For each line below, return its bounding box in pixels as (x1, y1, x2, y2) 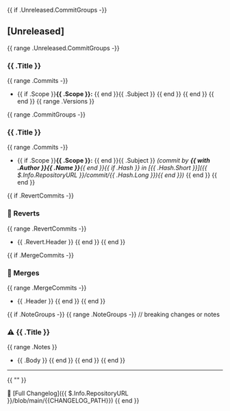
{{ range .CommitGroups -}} (7, 110, 86, 119)
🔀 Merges (7, 268, 40, 277)
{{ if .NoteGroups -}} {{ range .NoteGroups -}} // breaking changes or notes (7, 310, 220, 318)
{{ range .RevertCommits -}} (7, 224, 87, 233)
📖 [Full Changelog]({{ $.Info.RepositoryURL (7, 389, 129, 397)
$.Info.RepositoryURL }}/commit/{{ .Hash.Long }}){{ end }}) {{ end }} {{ (16, 171, 218, 179)
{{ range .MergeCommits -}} (7, 284, 87, 292)
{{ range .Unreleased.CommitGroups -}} (7, 44, 120, 52)
